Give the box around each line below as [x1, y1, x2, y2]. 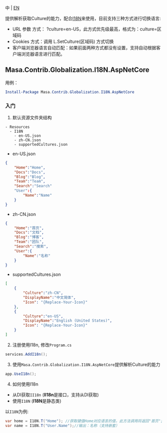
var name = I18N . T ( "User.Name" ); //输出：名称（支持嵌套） [5, 423, 120, 428]
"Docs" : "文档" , [14, 230, 44, 235]
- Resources [5, 124, 30, 129]
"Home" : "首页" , [14, 225, 44, 230]
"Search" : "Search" [14, 184, 52, 189]
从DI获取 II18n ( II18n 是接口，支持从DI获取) [12, 392, 99, 398]
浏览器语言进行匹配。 [21, 51, 65, 57]
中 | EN [5, 5, 20, 10]
